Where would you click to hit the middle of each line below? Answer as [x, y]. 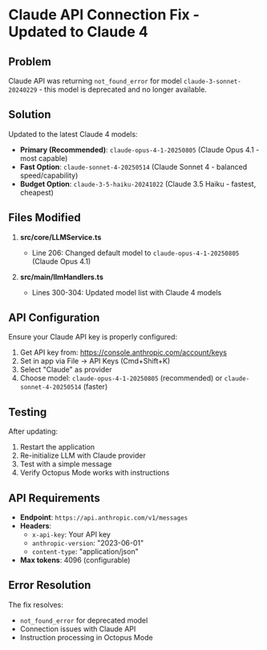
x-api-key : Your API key [71, 535]
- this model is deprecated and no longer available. [123, 89]
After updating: [33, 431]
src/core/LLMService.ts [61, 237]
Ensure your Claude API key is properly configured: [93, 337]
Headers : [36, 526]
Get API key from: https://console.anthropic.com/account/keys [123, 352]
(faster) [95, 387]
